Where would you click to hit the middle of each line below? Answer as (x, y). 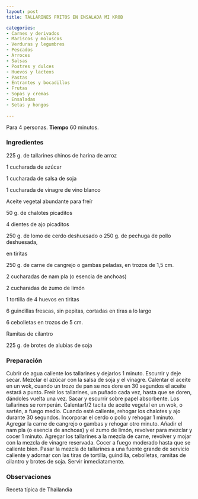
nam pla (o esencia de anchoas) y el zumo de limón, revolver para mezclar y (99, 430)
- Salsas (17, 61)
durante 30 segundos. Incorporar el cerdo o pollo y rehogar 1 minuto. (90, 417)
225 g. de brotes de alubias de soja (49, 345)
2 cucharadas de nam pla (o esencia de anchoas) (66, 276)
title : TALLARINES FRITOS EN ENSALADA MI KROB (65, 17)
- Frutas (17, 88)
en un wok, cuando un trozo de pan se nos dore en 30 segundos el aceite (96, 386)
